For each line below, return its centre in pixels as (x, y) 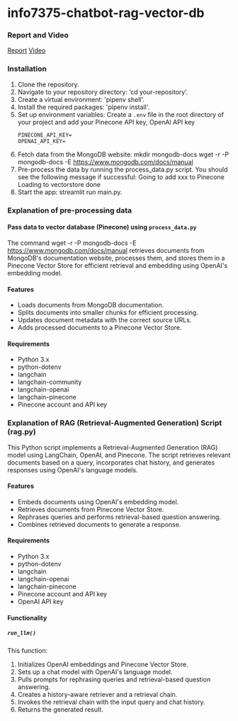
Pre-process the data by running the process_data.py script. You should (123, 169)
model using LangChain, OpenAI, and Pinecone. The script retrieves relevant (119, 455)
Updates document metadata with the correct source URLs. (104, 320)
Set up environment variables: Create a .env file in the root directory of (121, 114)
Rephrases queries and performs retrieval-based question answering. (119, 517)
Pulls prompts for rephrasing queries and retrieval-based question (114, 679)
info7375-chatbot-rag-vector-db (106, 13)
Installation (27, 69)
